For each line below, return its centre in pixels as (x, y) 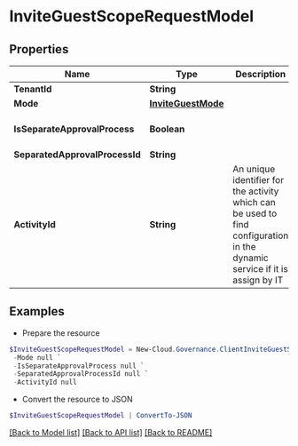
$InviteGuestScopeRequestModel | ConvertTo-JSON (101, 416)
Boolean (167, 129)
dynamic (251, 258)
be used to (255, 213)
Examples (37, 311)
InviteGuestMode (187, 104)
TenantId (33, 89)
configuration (261, 235)
